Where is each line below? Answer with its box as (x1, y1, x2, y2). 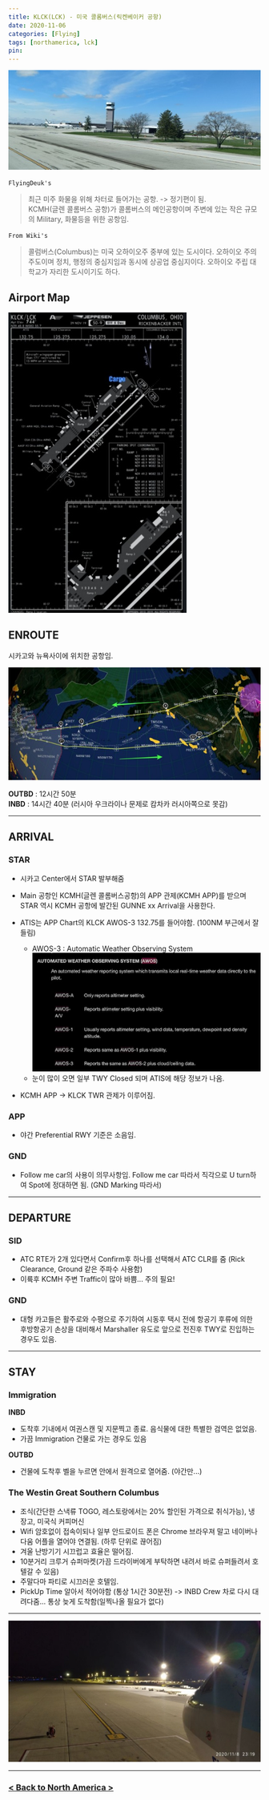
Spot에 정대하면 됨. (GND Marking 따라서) (28, 1180, 163, 1190)
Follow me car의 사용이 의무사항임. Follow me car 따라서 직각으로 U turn (19, 1170, 251, 1179)
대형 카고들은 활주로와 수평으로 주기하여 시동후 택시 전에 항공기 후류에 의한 (19, 1314, 254, 1323)
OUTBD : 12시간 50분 (8, 789, 77, 799)
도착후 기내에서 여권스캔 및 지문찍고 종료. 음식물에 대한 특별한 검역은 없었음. (19, 1424, 258, 1434)
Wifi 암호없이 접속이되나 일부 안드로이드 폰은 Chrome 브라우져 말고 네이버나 (19, 1526, 258, 1536)
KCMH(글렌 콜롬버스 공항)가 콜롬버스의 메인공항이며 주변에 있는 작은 (27, 204, 243, 214)
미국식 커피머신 (37, 1516, 85, 1526)
